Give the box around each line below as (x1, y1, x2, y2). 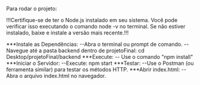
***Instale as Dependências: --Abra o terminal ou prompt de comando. (6, 41, 183, 48)
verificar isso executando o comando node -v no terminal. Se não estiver (6, 23, 186, 30)
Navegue (6, 47, 29, 54)
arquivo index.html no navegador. (23, 73, 106, 79)
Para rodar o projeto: (6, 5, 57, 12)
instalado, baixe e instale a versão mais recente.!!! (6, 29, 129, 36)
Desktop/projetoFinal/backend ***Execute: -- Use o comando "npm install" (6, 53, 193, 60)
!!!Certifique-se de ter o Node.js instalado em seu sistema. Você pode (6, 17, 178, 23)
